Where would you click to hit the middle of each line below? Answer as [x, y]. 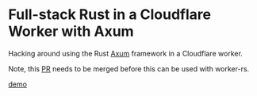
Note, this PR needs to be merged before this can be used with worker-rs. [129, 68]
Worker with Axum [71, 31]
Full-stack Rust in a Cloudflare [110, 15]
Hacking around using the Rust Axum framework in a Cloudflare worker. [126, 53]
